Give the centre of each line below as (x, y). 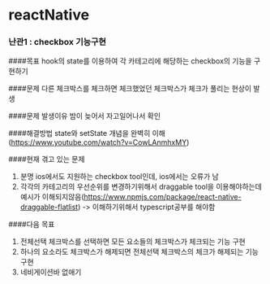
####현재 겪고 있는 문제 (47, 159)
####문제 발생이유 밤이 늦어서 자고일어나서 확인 (84, 116)
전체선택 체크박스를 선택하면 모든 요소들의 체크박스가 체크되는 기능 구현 (133, 242)
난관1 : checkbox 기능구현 (58, 42)
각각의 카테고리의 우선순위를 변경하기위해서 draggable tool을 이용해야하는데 (141, 187)
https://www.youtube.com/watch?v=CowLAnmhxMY (99, 142)
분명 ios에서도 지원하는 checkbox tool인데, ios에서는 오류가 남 (119, 177)
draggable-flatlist (49, 207)
